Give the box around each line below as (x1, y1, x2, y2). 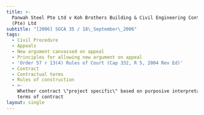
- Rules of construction (12, 77, 75, 83)
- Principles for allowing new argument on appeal (12, 54, 143, 60)
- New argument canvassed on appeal (12, 49, 104, 55)
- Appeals (12, 43, 36, 49)
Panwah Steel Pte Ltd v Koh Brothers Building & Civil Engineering (12, 15, 186, 21)
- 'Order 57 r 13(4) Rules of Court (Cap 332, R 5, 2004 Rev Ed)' (12, 60, 183, 66)
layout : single (6, 99, 45, 105)
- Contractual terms (12, 71, 64, 77)
